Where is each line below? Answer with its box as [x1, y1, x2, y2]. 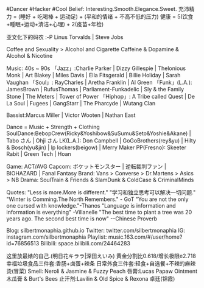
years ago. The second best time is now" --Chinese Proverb [6, 215, 157, 222]
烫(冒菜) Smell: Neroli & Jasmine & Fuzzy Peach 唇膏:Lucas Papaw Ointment [6, 267, 198, 275]
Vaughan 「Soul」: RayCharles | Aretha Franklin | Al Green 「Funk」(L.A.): [6, 79, 192, 86]
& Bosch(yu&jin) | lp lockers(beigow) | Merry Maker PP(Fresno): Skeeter [6, 144, 187, 151]
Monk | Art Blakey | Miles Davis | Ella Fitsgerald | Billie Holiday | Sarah [6, 72, 181, 79]
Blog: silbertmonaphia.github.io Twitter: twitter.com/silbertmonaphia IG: [6, 227, 186, 234]
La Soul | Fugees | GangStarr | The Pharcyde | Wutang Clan [6, 100, 156, 107]
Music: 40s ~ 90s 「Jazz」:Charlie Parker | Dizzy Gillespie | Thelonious [6, 65, 186, 72]
